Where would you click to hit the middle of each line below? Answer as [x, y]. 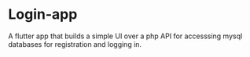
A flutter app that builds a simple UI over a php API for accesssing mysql [125, 36]
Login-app [43, 14]
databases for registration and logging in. [75, 44]
